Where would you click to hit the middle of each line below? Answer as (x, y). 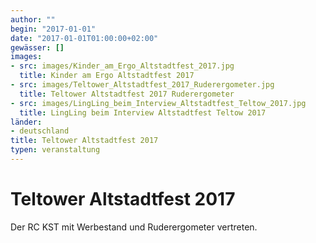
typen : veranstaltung (55, 150)
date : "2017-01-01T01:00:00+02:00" (84, 38)
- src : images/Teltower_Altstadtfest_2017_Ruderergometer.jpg (142, 85)
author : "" (33, 19)
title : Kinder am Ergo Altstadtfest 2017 (107, 76)
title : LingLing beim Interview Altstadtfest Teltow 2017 (143, 112)
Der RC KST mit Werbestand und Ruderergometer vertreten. (134, 227)
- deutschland (40, 131)
